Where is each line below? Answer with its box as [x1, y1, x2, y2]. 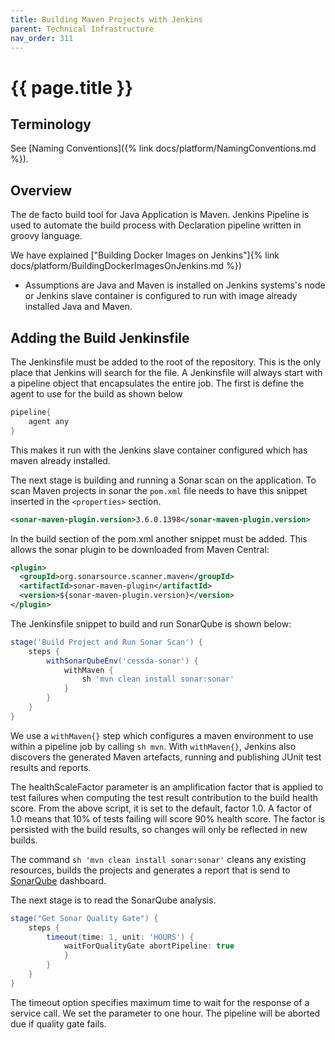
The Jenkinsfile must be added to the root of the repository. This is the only [10, 356, 322, 368]
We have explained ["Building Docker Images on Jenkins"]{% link [10, 249, 280, 261]
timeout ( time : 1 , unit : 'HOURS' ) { [46, 932, 195, 942]
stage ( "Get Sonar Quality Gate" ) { [10, 913, 159, 923]
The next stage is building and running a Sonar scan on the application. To [10, 474, 317, 486]
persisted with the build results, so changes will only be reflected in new [10, 823, 308, 835]
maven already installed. [10, 454, 111, 466]
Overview [10, 182, 73, 199]
